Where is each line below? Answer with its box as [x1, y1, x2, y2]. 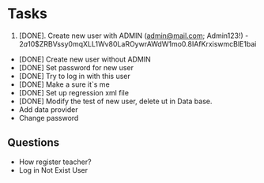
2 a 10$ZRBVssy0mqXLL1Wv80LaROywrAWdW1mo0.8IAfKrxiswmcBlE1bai [18, 39, 257, 48]
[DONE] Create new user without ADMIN [18, 54, 151, 64]
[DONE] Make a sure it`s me [18, 80, 110, 89]
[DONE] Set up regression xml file [18, 88, 130, 97]
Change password [18, 113, 79, 122]
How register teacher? [18, 157, 92, 166]
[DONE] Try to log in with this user [18, 71, 131, 80]
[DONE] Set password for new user [18, 62, 134, 72]
